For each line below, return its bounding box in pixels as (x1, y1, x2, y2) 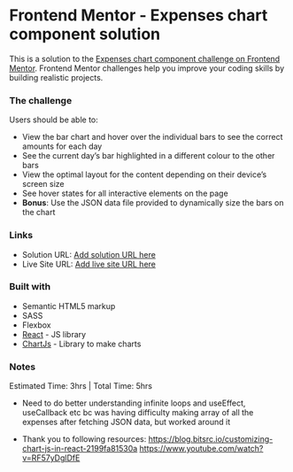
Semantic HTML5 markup (21, 300, 116, 311)
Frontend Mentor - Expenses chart (9, 5, 268, 26)
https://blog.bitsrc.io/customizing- (148, 434, 274, 445)
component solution (9, 24, 161, 44)
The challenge (9, 94, 73, 106)
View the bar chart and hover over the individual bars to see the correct (21, 132, 283, 143)
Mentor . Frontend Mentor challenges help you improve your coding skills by (9, 63, 285, 74)
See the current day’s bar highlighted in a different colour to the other (21, 151, 275, 161)
